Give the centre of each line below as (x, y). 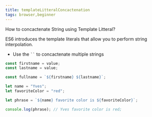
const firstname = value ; (33, 63)
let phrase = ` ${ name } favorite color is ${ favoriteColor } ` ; (72, 100)
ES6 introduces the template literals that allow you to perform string (76, 39)
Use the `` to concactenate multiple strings (58, 54)
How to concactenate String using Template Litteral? (60, 29)
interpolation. (19, 44)
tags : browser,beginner (31, 15)
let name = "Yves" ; (26, 87)
